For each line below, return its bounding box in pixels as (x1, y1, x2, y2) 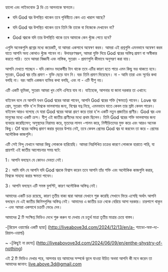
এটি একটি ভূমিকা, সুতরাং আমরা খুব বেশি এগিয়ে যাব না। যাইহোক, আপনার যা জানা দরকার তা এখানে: (5, 87, 147, 93)
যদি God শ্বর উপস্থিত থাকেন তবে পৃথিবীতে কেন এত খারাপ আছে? (12, 15, 105, 20)
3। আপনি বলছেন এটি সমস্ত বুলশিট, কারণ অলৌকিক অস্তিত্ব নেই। (5, 183, 99, 189)
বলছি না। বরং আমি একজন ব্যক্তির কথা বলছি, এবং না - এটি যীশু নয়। (5, 77, 104, 83)
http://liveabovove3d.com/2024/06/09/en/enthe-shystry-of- (37, 240, 163, 246)
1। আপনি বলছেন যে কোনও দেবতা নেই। (5, 157, 64, 163)
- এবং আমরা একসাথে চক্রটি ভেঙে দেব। (5, 204, 63, 210)
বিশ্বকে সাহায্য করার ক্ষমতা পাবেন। (5, 173, 54, 178)
